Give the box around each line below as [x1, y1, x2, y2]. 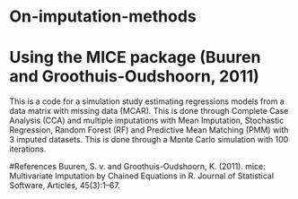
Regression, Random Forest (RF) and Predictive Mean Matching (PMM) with [9, 125, 289, 135]
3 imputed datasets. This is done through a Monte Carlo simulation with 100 [9, 134, 289, 145]
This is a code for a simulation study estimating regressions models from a [9, 96, 285, 107]
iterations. [9, 143, 47, 154]
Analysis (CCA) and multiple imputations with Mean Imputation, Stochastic [9, 115, 285, 126]
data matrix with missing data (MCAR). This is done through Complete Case [9, 106, 289, 117]
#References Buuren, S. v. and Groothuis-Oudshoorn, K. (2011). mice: [9, 161, 267, 172]
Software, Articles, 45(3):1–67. [9, 180, 121, 191]
